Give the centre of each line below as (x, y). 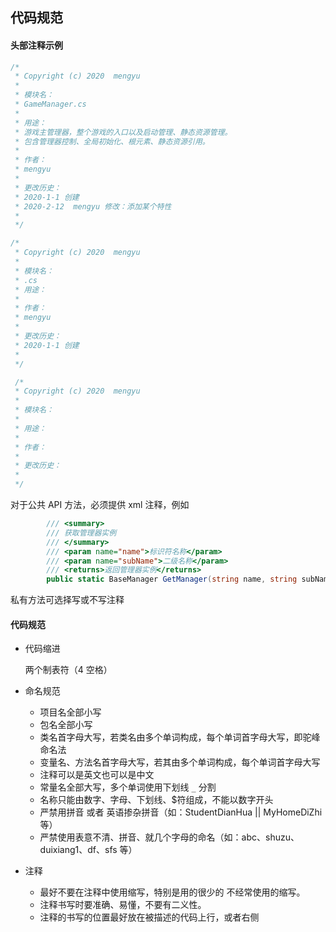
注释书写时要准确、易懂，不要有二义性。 (123, 905)
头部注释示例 (36, 45)
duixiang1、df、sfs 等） (88, 850)
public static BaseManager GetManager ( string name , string (172, 579)
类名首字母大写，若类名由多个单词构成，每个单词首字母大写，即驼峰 (180, 737)
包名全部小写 (66, 725)
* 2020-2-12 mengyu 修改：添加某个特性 (93, 206)
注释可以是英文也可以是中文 (97, 775)
